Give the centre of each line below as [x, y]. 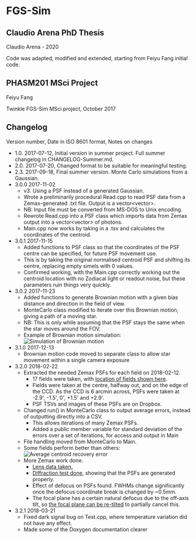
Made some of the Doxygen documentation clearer [85, 529]
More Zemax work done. [53, 460]
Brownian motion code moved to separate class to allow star [97, 354]
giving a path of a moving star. [60, 316]
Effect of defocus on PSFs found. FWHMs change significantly [108, 485]
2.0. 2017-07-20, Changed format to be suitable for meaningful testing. [101, 165]
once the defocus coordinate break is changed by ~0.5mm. [104, 492]
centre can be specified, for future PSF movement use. [90, 253]
